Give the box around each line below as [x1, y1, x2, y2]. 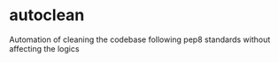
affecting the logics [9, 43, 80, 53]
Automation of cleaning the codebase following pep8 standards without [9, 34, 271, 45]
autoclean [9, 5, 85, 25]
